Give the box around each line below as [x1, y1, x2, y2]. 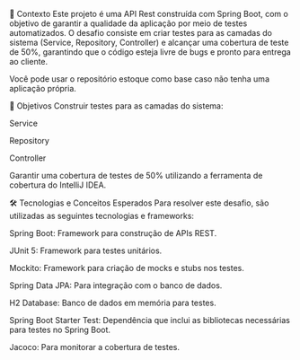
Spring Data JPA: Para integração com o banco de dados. [9, 280, 223, 291]
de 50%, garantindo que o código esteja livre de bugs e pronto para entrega [9, 47, 292, 57]
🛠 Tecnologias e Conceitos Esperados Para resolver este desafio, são [9, 198, 269, 208]
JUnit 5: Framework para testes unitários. [9, 245, 163, 256]
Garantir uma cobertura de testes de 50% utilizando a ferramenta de [9, 171, 263, 180]
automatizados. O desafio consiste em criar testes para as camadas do [9, 28, 272, 38]
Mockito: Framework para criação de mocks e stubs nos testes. [9, 263, 245, 273]
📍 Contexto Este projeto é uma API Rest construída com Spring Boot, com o [9, 9, 289, 19]
